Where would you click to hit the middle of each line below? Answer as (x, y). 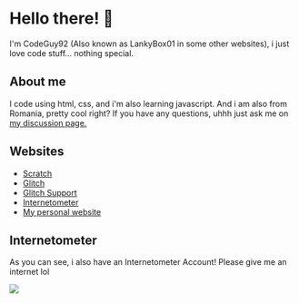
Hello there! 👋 (61, 19)
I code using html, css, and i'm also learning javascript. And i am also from (149, 103)
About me (38, 82)
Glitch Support (50, 192)
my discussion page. (48, 122)
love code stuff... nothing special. (72, 53)
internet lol (30, 272)
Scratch (37, 173)
